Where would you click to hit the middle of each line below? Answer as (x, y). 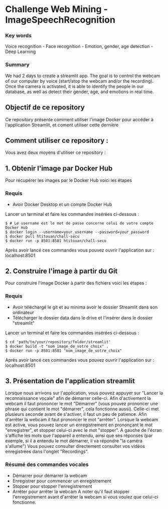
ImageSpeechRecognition (60, 20)
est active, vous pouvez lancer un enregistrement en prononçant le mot (79, 425)
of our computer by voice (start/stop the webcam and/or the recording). (79, 81)
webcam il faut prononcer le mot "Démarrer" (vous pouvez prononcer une (81, 404)
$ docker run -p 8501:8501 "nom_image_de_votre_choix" (64, 351)
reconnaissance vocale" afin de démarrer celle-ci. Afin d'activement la (78, 398)
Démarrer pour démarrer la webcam (50, 475)
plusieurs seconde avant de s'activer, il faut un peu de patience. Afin (76, 414)
